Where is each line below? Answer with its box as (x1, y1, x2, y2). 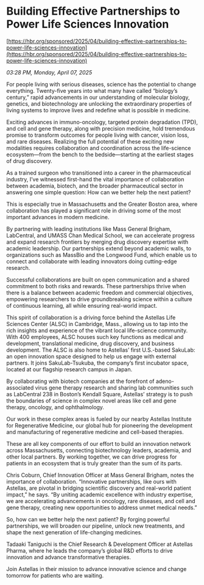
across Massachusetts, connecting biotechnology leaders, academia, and (6, 446, 192, 454)
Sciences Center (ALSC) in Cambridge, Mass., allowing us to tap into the (6, 320, 188, 327)
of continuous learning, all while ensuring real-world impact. (6, 302, 157, 309)
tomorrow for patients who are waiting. (6, 572, 104, 579)
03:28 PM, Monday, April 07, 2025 (6, 68, 93, 76)
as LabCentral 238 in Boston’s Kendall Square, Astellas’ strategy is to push (6, 390, 193, 398)
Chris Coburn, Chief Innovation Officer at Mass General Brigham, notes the (6, 471, 194, 479)
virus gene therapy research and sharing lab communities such (35, 383, 194, 391)
